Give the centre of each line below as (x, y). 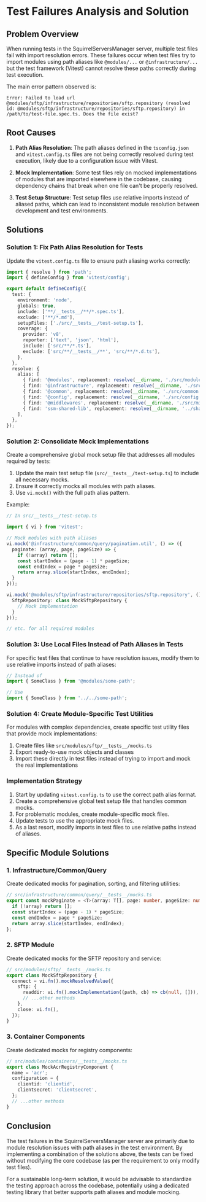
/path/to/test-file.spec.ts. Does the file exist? (72, 114)
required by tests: (29, 461)
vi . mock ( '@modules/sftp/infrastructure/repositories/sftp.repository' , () (104, 595)
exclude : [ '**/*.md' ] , (46, 317)
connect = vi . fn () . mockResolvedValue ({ (63, 981)
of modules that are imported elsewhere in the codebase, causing (98, 179)
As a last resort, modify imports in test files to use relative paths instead (106, 827)
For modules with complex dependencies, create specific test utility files (98, 727)
